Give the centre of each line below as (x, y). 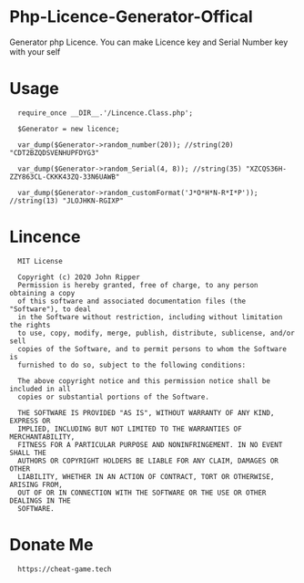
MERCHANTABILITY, (42, 437)
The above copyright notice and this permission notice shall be (144, 380)
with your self (35, 51)
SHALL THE (28, 453)
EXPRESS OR (30, 421)
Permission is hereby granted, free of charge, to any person (138, 285)
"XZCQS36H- (266, 169)
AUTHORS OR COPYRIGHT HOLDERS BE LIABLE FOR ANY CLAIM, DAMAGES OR (148, 461)
